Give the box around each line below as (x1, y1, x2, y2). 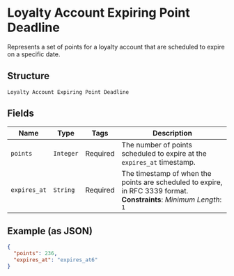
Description (153, 128, 193, 138)
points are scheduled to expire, (121, 177, 223, 187)
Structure (7, 70, 50, 82)
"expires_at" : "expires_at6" (13, 257, 98, 263)
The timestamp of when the (121, 168, 212, 178)
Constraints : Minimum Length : (121, 195, 222, 204)
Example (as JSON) (7, 225, 93, 237)
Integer (53, 149, 79, 157)
